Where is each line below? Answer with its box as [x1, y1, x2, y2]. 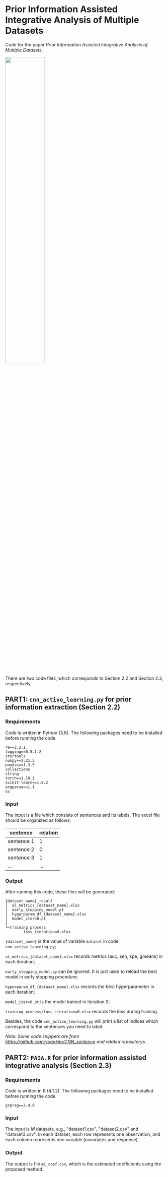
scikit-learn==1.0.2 [5, 780, 49, 785]
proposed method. [5, 1166, 44, 1172]
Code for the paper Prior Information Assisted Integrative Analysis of [5, 41, 148, 47]
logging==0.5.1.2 [5, 749, 42, 754]
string [5, 771, 19, 776]
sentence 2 [8, 845, 35, 853]
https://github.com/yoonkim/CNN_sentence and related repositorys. [5, 1039, 147, 1045]
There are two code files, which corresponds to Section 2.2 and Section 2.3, [5, 675, 163, 681]
